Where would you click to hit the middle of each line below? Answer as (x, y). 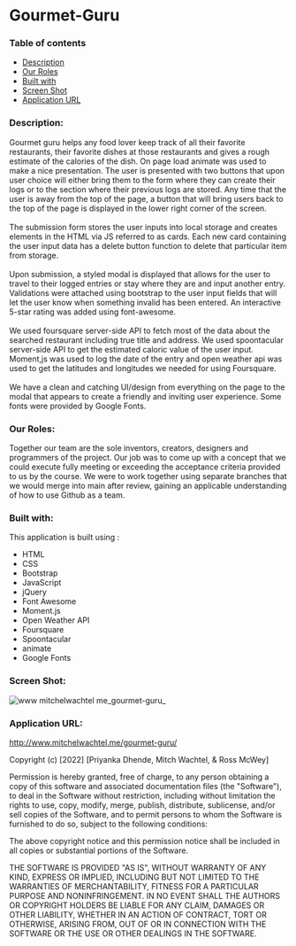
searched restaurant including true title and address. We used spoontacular (147, 340)
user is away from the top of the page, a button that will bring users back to (147, 198)
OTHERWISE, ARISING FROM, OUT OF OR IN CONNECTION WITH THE (138, 924)
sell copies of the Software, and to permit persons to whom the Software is (146, 814)
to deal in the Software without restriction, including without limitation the (142, 795)
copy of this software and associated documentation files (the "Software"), (146, 786)
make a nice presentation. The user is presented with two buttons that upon (147, 170)
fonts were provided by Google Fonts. (78, 406)
